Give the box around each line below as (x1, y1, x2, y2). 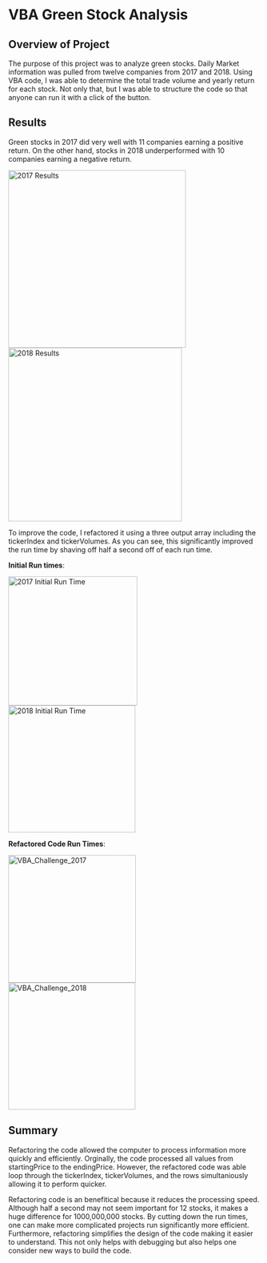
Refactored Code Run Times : (8, 839, 106, 848)
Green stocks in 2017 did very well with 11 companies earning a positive (8, 137, 244, 146)
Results (8, 116, 47, 130)
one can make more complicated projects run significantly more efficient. (8, 1220, 249, 1229)
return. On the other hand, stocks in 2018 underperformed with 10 (8, 146, 225, 155)
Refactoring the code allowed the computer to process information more (8, 1145, 246, 1154)
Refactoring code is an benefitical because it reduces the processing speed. (8, 1194, 260, 1204)
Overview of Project (8, 38, 110, 51)
